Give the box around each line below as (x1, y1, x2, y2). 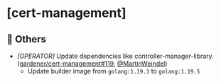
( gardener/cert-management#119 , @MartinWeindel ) (16, 59, 168, 68)
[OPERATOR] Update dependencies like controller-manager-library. (16, 52, 214, 60)
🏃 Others (6, 33, 47, 45)
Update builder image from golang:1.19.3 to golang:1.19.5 (27, 67, 200, 75)
